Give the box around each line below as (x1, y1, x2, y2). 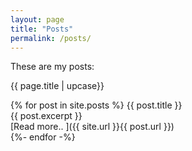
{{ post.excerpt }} (10, 110, 83, 122)
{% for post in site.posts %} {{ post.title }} (10, 99, 183, 111)
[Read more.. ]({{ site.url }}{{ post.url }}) (10, 121, 175, 133)
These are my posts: (10, 61, 95, 73)
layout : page (10, 14, 65, 25)
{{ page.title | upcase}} (10, 80, 105, 92)
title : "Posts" (10, 24, 74, 34)
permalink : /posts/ (10, 33, 92, 43)
